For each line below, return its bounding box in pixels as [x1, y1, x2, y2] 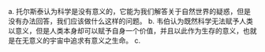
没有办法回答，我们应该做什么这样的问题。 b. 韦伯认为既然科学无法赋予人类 [8, 16, 254, 26]
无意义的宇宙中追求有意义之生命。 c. [21, 36, 140, 45]
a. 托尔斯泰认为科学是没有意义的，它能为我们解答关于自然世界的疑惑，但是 [8, 7, 251, 16]
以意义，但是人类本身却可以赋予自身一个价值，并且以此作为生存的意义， [8, 26, 243, 35]
